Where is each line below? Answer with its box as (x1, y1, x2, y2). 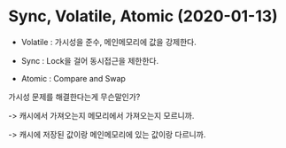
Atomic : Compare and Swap (20, 73, 126, 83)
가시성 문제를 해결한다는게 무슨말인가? (8, 91, 141, 102)
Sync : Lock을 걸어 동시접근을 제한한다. (20, 55, 159, 66)
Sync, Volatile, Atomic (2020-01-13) (8, 6, 278, 27)
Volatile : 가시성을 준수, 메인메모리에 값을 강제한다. (20, 36, 197, 47)
